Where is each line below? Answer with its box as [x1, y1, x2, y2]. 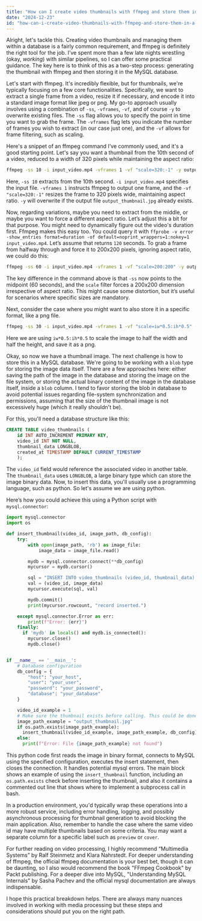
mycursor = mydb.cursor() [28, 564, 93, 570]
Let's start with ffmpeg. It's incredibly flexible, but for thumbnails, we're [6, 80, 183, 87]
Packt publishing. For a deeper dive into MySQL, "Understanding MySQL [6, 871, 186, 878]
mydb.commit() [28, 597, 63, 603]
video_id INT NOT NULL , [17, 438, 77, 444]
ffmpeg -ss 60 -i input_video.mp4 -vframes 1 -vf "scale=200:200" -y [6, 264, 185, 270]
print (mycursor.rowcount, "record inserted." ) [28, 602, 147, 609]
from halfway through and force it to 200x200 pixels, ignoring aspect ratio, [6, 246, 192, 253]
